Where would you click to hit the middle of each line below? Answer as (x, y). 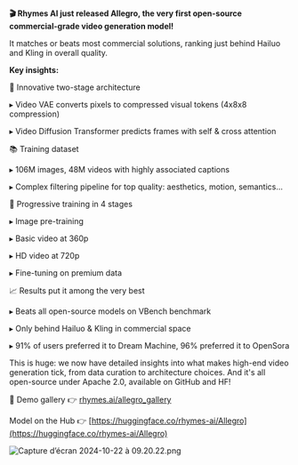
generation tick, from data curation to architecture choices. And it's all (137, 372)
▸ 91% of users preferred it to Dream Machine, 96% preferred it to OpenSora (149, 345)
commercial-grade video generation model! (92, 26)
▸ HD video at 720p (44, 256)
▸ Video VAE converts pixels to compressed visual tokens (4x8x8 (128, 104)
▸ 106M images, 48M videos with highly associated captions (119, 169)
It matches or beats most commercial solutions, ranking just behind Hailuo (145, 43)
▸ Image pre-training (47, 221)
